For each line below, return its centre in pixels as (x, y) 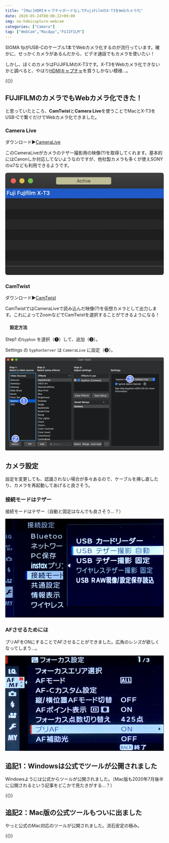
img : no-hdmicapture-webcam (35, 21)
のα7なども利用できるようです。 (38, 166)
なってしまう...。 (23, 648)
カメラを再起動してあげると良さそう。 (53, 485)
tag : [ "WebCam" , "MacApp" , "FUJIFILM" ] (45, 32)
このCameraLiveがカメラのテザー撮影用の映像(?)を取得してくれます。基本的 (84, 153)
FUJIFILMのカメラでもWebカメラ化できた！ (74, 98)
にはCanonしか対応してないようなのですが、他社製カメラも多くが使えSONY (84, 159)
